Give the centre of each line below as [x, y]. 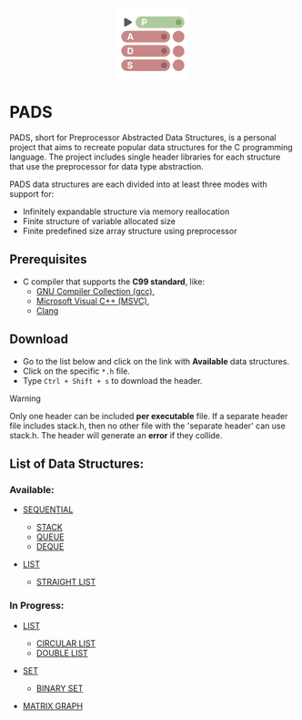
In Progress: [37, 606]
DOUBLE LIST [62, 653]
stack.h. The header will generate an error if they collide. [116, 435]
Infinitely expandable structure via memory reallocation [126, 211]
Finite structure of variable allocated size [99, 221]
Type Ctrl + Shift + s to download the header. [112, 380]
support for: [32, 193]
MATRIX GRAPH [53, 705]
